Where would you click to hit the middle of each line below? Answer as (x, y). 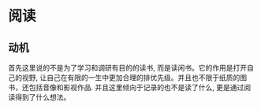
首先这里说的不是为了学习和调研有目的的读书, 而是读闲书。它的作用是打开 (127, 68)
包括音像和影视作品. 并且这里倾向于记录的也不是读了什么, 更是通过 (136, 87)
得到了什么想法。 (43, 97)
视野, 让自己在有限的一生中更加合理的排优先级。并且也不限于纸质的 (131, 78)
